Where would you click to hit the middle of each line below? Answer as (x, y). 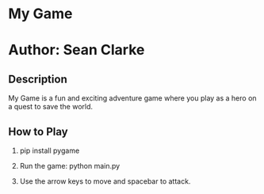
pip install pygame (50, 150)
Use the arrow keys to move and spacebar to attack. (105, 181)
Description (38, 79)
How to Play (38, 131)
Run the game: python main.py (70, 166)
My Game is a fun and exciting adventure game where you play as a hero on (132, 98)
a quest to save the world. (51, 107)
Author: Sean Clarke (77, 50)
